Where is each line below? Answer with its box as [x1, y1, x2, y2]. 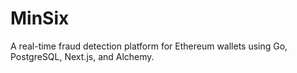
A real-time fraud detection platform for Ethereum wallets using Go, [10, 40, 288, 52]
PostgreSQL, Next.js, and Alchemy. [10, 50, 155, 62]
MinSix [10, 7, 70, 30]
